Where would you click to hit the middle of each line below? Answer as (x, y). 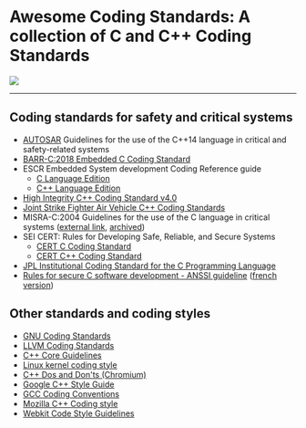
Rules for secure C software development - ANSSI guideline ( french (150, 275)
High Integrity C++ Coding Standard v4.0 (100, 197)
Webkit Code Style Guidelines (78, 413)
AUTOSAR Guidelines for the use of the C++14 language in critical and (154, 140)
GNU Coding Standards (66, 336)
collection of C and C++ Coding (131, 36)
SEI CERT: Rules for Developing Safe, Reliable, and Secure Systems (149, 236)
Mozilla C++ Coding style (70, 403)
